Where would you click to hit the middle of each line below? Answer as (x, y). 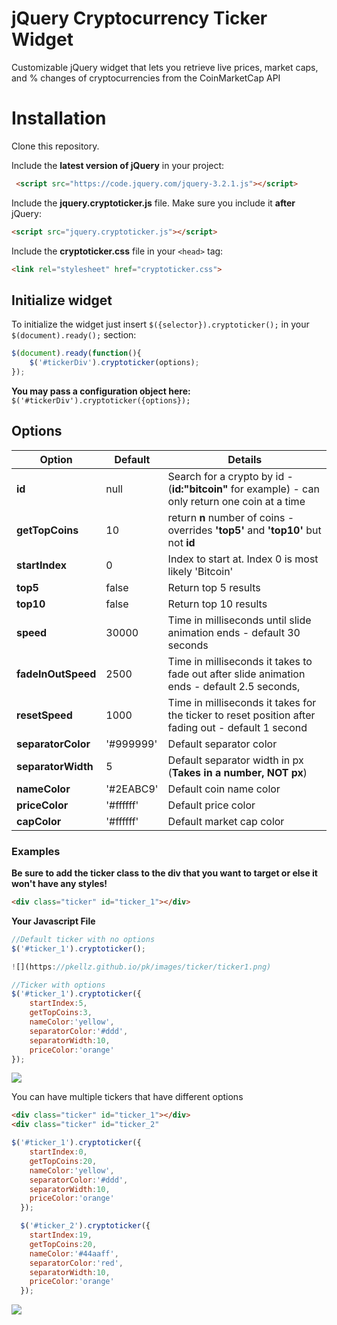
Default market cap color (226, 821)
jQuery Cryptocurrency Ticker (139, 18)
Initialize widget (62, 300)
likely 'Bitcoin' (200, 571)
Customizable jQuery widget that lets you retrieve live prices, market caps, (165, 67)
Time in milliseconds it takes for (242, 702)
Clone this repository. (55, 146)
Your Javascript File (53, 921)
